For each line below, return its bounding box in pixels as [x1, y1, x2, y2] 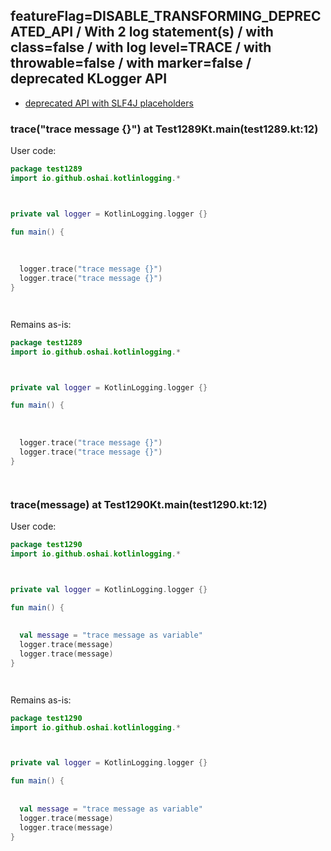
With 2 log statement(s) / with [84, 24, 274, 41]
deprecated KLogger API [10, 70, 168, 88]
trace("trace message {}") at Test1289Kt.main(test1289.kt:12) [10, 122, 319, 136]
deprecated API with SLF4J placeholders [24, 97, 194, 109]
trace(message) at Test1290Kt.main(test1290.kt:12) [10, 497, 268, 511]
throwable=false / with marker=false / [10, 55, 252, 72]
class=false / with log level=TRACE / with [10, 39, 272, 56]
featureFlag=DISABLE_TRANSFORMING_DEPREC [10, 8, 322, 25]
